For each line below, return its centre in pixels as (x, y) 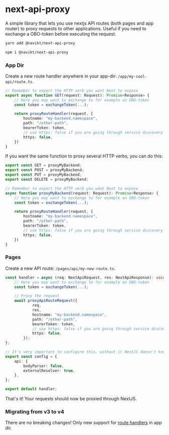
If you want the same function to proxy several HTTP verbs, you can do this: (84, 156)
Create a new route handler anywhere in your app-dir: (61, 76)
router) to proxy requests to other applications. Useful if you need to (76, 28)
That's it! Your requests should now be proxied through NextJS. (71, 399)
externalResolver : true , (49, 371)
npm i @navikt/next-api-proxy (37, 52)
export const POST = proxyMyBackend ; (45, 170)
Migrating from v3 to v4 (35, 411)
